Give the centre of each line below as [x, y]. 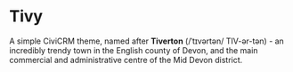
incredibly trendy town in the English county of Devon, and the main [134, 50]
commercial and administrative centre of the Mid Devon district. [126, 60]
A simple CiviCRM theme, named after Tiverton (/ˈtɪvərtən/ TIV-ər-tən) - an [147, 41]
